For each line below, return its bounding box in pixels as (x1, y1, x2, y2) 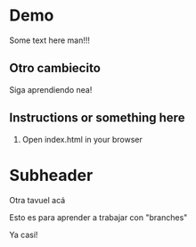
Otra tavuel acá (9, 194, 66, 205)
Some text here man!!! (9, 35, 91, 45)
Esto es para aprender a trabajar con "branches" (9, 211, 188, 223)
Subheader (9, 165, 94, 185)
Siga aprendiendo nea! (9, 84, 93, 95)
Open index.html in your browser (21, 134, 143, 144)
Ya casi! (9, 229, 38, 240)
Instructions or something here (9, 111, 185, 126)
